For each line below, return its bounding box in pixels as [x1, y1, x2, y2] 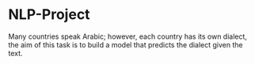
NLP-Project [8, 6, 90, 24]
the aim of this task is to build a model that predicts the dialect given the [8, 40, 243, 49]
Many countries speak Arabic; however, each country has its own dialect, [8, 32, 248, 41]
